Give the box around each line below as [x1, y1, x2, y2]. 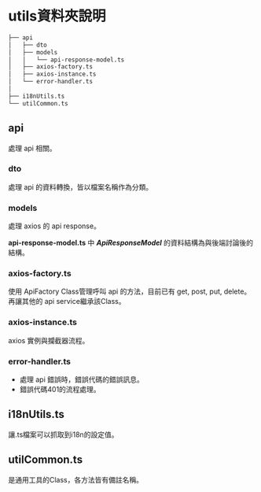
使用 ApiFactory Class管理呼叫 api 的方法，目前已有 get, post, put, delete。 [8, 287, 252, 296]
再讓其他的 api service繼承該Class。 [8, 297, 126, 306]
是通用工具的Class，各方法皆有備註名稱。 [8, 475, 144, 484]
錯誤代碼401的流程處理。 [19, 384, 101, 394]
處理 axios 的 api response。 [8, 221, 101, 231]
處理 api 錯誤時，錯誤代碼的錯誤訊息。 [19, 375, 144, 384]
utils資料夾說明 [8, 7, 106, 25]
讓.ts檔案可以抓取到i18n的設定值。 [8, 430, 119, 439]
